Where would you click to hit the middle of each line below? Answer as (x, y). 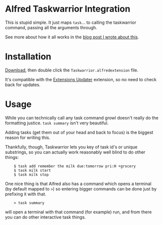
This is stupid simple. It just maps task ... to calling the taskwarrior (71, 22)
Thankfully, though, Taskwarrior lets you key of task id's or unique (71, 147)
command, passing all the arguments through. (51, 27)
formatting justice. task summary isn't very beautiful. (57, 123)
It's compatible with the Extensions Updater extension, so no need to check (81, 79)
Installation (28, 57)
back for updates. (23, 85)
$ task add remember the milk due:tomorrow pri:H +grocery (75, 166)
